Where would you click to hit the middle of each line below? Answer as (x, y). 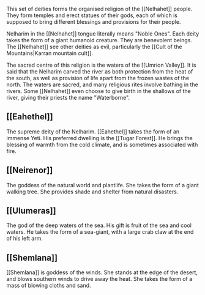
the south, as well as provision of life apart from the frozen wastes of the (98, 78)
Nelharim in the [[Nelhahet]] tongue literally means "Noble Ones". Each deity (103, 34)
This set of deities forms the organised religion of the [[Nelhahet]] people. (99, 9)
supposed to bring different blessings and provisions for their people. (94, 22)
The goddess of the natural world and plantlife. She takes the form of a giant (102, 185)
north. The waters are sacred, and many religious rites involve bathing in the (102, 84)
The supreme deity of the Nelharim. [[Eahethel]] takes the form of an (93, 132)
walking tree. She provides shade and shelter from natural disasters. (92, 192)
